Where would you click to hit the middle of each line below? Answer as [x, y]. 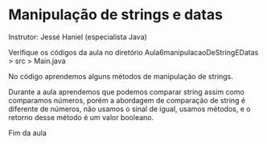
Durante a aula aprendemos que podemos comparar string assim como [127, 92]
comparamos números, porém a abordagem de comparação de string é [127, 100]
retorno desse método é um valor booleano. [81, 117]
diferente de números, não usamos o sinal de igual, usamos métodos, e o [129, 109]
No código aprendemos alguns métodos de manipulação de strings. [121, 76]
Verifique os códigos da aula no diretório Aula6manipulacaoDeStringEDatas [133, 52]
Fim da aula [27, 133]
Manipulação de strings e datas [116, 15]
